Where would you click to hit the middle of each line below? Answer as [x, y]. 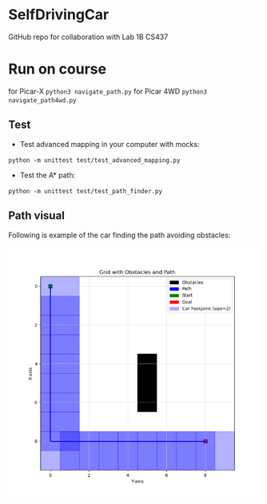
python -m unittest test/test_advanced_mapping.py [94, 160]
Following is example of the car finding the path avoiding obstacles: [120, 235]
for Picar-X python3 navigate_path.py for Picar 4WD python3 [108, 91]
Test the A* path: [48, 175]
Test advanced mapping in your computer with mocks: [110, 144]
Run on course [57, 69]
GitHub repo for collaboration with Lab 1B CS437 [88, 37]
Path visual [37, 216]
